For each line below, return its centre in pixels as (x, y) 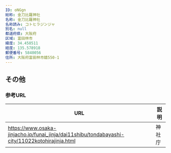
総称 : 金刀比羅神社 (23, 15)
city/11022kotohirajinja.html (42, 141)
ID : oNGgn (16, 10)
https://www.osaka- (32, 128)
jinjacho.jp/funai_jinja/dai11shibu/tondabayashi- (66, 135)
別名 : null (16, 29)
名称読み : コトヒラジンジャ (30, 24)
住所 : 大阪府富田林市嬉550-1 (32, 57)
